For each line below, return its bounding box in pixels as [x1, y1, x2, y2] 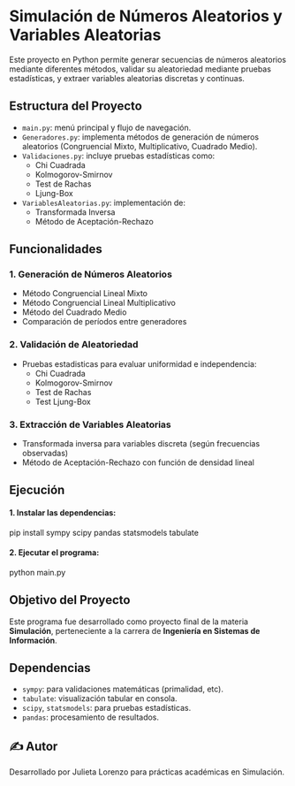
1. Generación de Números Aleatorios [9, 268, 172, 280]
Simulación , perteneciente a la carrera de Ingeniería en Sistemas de [9, 625, 261, 636]
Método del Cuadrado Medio [21, 307, 127, 317]
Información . [9, 635, 57, 645]
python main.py [9, 567, 66, 577]
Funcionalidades [9, 241, 103, 257]
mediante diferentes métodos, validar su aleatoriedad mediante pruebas [9, 64, 272, 74]
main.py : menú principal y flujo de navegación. [21, 122, 192, 133]
